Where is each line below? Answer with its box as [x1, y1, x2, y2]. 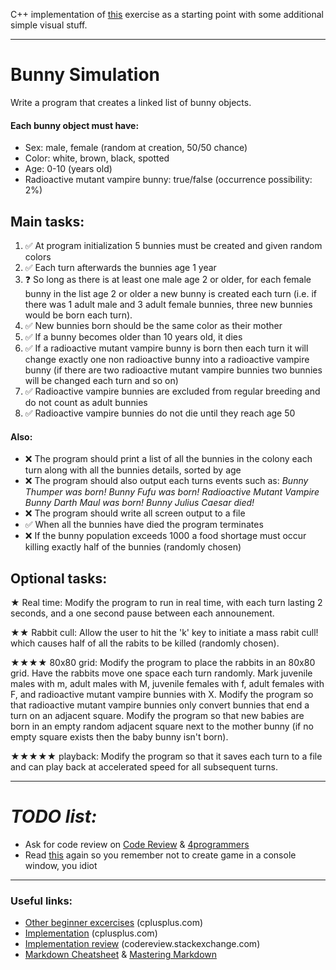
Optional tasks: [10, 570, 108, 587]
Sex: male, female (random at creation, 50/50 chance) [24, 142, 248, 154]
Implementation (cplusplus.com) [24, 927, 158, 939]
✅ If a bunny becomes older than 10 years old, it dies [24, 330, 243, 343]
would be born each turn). [24, 309, 133, 321]
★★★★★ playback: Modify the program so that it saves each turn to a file [10, 750, 323, 762]
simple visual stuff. [10, 19, 88, 31]
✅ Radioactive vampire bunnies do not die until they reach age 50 [24, 407, 296, 419]
